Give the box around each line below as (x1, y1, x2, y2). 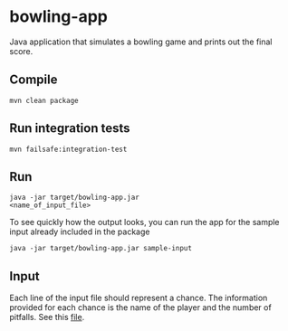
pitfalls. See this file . (9, 312, 85, 323)
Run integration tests (9, 120, 130, 137)
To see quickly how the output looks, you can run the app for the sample (9, 217, 280, 228)
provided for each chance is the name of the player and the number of (9, 302, 272, 313)
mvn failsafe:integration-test (9, 145, 128, 154)
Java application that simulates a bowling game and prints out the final (9, 36, 274, 47)
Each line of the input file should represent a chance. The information (9, 292, 268, 304)
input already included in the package (9, 226, 150, 237)
